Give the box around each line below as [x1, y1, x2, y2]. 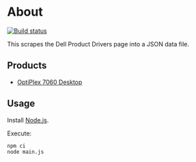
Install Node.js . [7, 116, 49, 124]
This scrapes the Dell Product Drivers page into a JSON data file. [7, 40, 190, 48]
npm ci [7, 142, 26, 149]
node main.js [7, 148, 44, 156]
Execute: [7, 129, 32, 137]
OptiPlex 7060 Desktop [16, 78, 83, 86]
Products [7, 59, 47, 72]
